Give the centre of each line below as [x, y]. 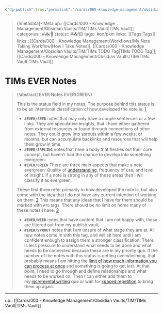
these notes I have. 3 [38, 210]
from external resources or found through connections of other [87, 128]
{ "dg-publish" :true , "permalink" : [39, 9]
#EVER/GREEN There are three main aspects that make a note [83, 165]
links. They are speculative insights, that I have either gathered [87, 124]
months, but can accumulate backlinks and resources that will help [91, 139]
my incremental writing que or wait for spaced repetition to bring [89, 281]
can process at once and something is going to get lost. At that [87, 266]
